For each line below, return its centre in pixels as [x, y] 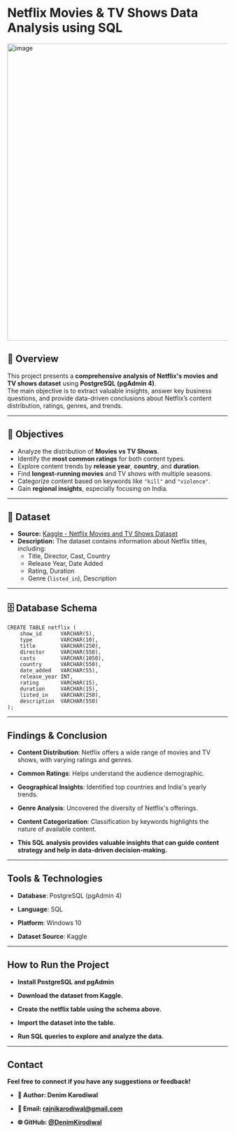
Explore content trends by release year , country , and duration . [109, 466]
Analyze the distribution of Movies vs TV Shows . [88, 451]
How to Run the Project [58, 965]
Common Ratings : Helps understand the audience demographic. [111, 773]
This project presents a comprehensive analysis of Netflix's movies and [113, 376]
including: [31, 549]
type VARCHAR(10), [59, 640]
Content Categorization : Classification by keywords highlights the [113, 821]
